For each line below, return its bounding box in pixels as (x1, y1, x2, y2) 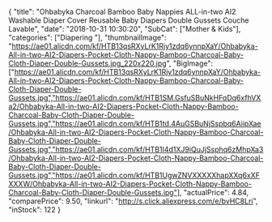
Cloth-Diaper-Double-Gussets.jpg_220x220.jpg (8, 58, 168, 68)
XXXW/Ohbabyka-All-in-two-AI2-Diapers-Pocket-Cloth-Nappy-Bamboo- (8, 179, 253, 189)
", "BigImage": (166, 58, 214, 68)
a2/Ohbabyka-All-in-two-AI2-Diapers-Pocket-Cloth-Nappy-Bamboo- (8, 101, 239, 111)
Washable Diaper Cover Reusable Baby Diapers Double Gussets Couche (8, 15, 249, 25)
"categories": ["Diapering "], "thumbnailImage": (8, 32, 168, 42)
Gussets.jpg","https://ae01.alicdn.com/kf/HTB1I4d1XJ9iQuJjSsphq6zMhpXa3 (8, 145, 264, 154)
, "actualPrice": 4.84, (179, 188, 249, 197)
